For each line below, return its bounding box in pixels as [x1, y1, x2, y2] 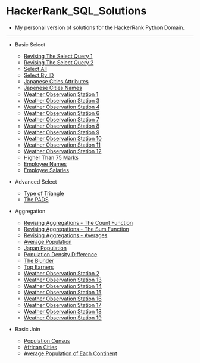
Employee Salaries [23, 166, 70, 173]
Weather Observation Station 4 [23, 103, 100, 110]
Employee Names [23, 160, 67, 167]
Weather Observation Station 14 [23, 282, 102, 290]
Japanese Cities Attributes [23, 77, 89, 85]
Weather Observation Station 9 [23, 128, 100, 135]
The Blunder [23, 257, 55, 264]
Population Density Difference [23, 250, 98, 257]
